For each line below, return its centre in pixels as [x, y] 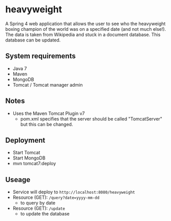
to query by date [38, 203]
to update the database [45, 214]
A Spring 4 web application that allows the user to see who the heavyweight [85, 24]
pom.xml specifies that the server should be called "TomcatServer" [91, 118]
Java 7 [20, 68]
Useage [18, 180]
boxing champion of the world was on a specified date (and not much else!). [86, 29]
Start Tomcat [26, 153]
